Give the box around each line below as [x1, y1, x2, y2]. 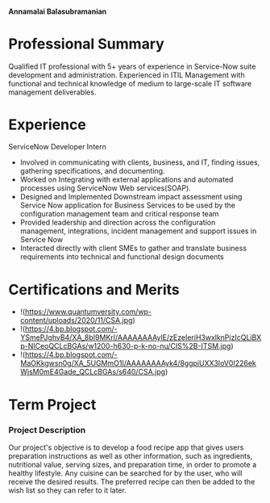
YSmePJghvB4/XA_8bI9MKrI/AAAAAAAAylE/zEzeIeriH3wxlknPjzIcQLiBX [19, 333, 262, 342]
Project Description [8, 424, 86, 435]
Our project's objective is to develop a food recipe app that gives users [8, 442, 244, 452]
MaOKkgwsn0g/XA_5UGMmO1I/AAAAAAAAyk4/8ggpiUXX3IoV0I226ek [19, 358, 256, 368]
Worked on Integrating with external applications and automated [19, 174, 234, 185]
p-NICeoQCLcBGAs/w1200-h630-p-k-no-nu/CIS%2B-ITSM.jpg [19, 342, 231, 351]
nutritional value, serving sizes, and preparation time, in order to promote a [8, 459, 257, 469]
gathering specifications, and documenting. [19, 166, 165, 176]
